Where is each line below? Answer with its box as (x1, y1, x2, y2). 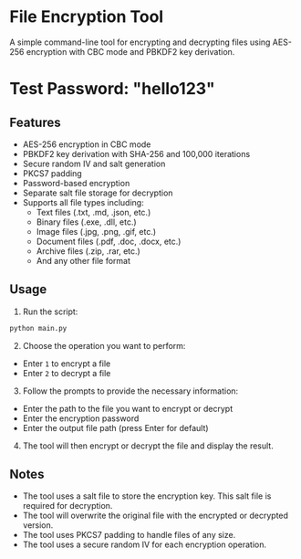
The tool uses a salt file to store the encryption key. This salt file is (22, 490, 272, 501)
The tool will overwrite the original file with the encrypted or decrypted (22, 510, 289, 522)
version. (22, 520, 54, 531)
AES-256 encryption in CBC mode (22, 139, 151, 150)
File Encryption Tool (9, 6, 164, 27)
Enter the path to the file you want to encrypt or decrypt (22, 403, 234, 414)
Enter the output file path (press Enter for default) (22, 422, 209, 433)
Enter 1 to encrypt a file (22, 358, 111, 369)
